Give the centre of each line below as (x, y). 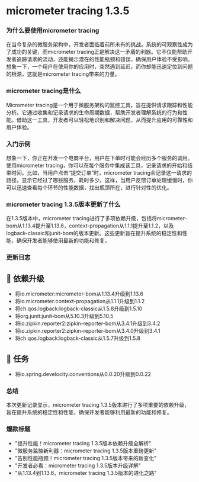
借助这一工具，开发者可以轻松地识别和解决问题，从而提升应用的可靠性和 (105, 120)
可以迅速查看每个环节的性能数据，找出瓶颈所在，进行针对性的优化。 (89, 188)
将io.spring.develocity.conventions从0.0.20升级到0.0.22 (83, 374)
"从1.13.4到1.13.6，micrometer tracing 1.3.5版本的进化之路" (86, 473)
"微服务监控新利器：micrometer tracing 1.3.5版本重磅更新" (86, 451)
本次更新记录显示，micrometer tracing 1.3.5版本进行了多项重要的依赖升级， (98, 405)
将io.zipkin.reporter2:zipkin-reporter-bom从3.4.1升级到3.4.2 (87, 323)
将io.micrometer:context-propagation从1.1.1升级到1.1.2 (80, 301)
